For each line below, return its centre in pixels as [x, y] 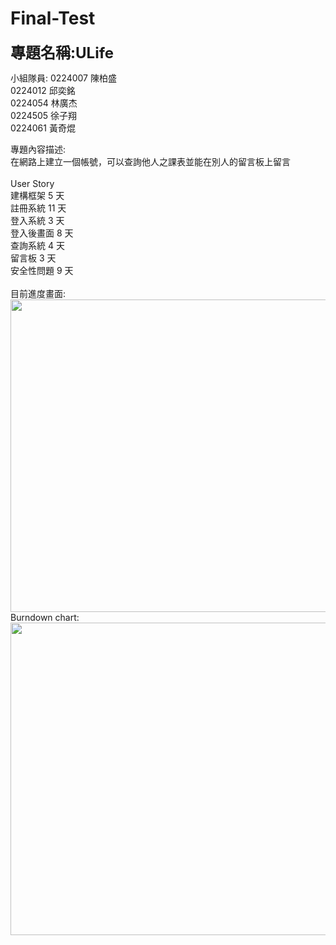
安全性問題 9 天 [42, 270]
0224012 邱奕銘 [43, 90]
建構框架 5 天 [37, 195]
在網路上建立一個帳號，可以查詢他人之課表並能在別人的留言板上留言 [150, 161]
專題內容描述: [38, 149]
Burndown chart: [45, 617]
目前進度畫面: [38, 293]
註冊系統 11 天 [38, 208]
